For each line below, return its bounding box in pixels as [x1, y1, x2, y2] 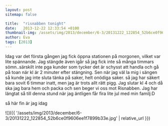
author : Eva [5, 35, 30, 40]
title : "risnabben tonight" [5, 21, 66, 26]
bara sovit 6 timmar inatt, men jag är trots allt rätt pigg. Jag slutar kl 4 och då [5, 79, 163, 85]
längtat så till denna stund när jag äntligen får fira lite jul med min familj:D [5, 90, 155, 96]
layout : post [5, 7, 32, 12]
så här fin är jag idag [5, 100, 47, 106]
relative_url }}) [121, 115, 150, 121]
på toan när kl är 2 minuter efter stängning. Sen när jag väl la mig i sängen [5, 69, 157, 75]
